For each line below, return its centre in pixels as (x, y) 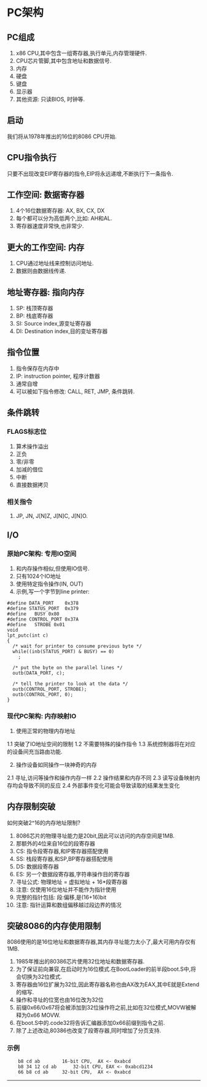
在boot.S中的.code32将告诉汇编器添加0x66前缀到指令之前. (90, 1023)
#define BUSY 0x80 (33, 614)
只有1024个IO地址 (38, 576)
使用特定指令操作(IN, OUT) (49, 584)
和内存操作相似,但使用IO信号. (53, 568)
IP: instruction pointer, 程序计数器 (58, 376)
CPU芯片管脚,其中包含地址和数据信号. (64, 61)
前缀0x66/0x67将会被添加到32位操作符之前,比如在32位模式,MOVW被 (103, 1008)
